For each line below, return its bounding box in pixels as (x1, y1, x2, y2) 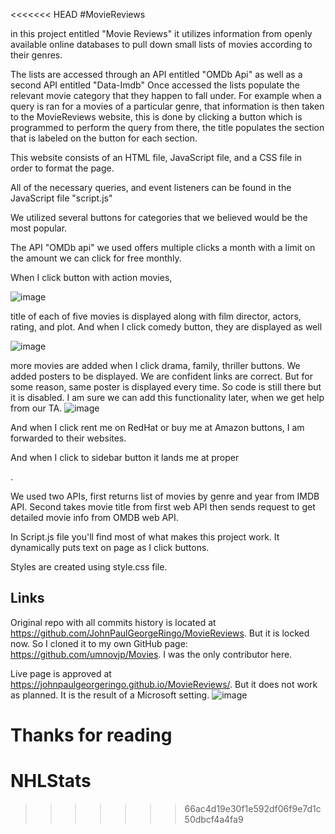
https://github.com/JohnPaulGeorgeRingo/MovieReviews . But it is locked (10, 627, 310, 639)
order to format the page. (10, 162, 115, 174)
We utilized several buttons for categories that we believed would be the (10, 212, 308, 223)
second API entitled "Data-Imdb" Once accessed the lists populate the (10, 79, 301, 91)
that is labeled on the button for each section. (10, 132, 198, 144)
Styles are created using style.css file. (10, 561, 168, 573)
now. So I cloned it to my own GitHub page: (10, 637, 188, 649)
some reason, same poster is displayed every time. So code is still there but (10, 381, 322, 393)
